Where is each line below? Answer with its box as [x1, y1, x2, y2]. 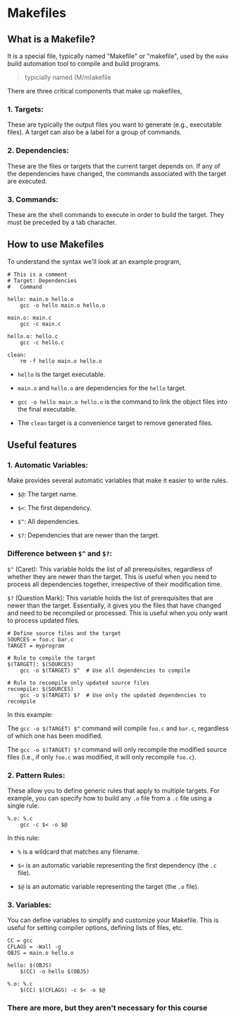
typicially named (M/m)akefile [24, 73, 111, 81]
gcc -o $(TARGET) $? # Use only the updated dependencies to [20, 692, 206, 699]
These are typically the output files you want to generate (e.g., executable [7, 120, 222, 129]
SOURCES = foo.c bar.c [7, 636, 74, 643]
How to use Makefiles [7, 238, 104, 250]
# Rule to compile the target [7, 654, 97, 662]
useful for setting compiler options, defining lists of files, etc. [7, 924, 184, 932]
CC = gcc [7, 937, 33, 945]
